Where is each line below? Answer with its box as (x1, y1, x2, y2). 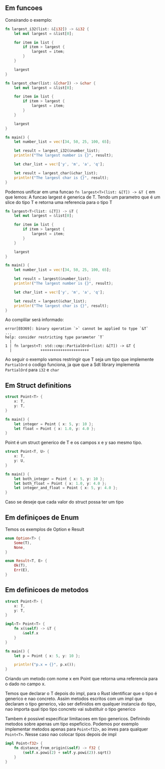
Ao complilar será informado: (5, 317, 64, 323)
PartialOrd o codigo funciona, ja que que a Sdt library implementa (5, 362, 140, 368)
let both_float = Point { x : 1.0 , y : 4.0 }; (14, 481, 107, 486)
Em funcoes (5, 4, 43, 12)
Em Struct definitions (5, 381, 71, 390)
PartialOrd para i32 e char (5, 367, 60, 373)
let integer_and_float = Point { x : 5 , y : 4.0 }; (14, 485, 118, 491)
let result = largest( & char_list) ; (14, 299, 87, 303)
